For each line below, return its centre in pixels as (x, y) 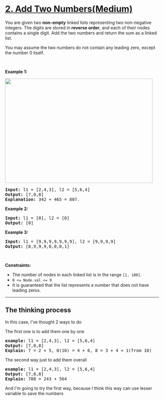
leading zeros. (26, 290)
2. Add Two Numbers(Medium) (69, 9)
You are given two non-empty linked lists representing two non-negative (78, 22)
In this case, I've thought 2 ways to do (43, 322)
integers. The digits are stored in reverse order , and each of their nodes (78, 27)
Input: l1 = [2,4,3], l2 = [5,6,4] (48, 189)
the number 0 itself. (25, 53)
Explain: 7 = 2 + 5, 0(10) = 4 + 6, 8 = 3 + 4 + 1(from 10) (79, 350)
